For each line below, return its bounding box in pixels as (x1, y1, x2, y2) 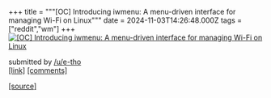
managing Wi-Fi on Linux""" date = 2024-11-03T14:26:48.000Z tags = (8, 15, 243, 25)
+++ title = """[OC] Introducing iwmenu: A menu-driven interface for (8, 7, 236, 16)
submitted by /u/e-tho (8, 57, 82, 66)
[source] (8, 81, 37, 91)
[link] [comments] (8, 66, 68, 75)
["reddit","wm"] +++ (8, 24, 75, 33)
